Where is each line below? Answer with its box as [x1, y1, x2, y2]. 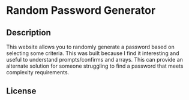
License [6, 86, 37, 96]
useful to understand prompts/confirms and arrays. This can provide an [6, 56, 183, 63]
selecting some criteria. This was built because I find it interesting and [6, 50, 179, 57]
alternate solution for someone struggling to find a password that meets [6, 62, 184, 69]
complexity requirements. [6, 69, 70, 75]
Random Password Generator [6, 4, 156, 17]
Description [6, 28, 51, 38]
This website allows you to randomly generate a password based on [6, 43, 175, 50]
